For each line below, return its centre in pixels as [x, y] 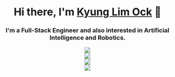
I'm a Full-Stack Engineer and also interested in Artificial [87, 31]
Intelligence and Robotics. [87, 38]
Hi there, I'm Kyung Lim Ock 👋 [87, 12]
